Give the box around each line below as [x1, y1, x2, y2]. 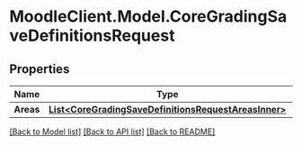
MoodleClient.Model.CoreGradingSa [9, 6, 288, 27]
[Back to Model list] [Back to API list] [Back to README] [9, 126, 216, 137]
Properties [9, 61, 70, 77]
